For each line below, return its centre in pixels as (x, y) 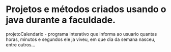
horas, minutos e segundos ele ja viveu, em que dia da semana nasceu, (81, 39)
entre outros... (21, 44)
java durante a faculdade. (61, 20)
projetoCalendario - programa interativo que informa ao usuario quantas (81, 34)
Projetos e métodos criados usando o (86, 9)
